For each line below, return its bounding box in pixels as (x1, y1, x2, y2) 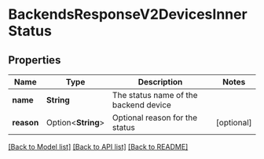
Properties (8, 53, 61, 67)
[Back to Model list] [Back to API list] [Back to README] (8, 143, 189, 151)
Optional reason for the (112, 112, 198, 123)
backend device (112, 99, 171, 110)
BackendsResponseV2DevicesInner (8, 5, 247, 23)
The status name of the (112, 90, 198, 100)
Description (137, 77, 183, 87)
